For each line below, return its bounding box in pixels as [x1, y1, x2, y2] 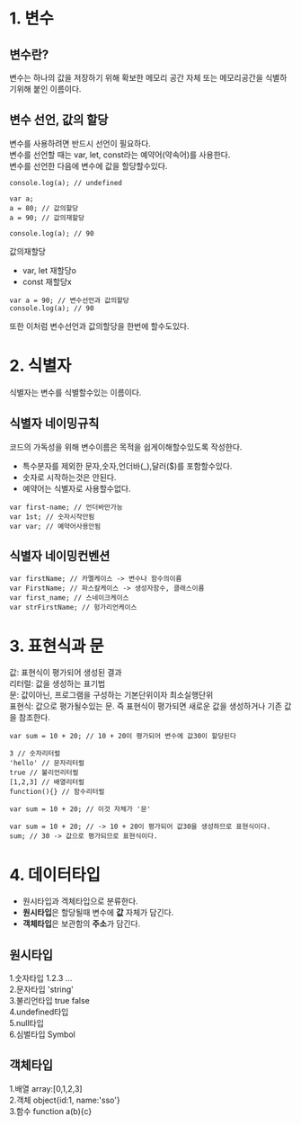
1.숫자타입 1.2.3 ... [9, 973, 73, 984]
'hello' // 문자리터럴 [9, 759, 85, 768]
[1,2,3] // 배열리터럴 [9, 778, 85, 787]
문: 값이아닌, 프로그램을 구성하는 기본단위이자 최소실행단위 [9, 690, 214, 701]
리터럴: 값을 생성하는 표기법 [9, 678, 106, 689]
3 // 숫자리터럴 [9, 749, 61, 758]
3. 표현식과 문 [9, 636, 105, 656]
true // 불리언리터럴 [9, 768, 79, 778]
